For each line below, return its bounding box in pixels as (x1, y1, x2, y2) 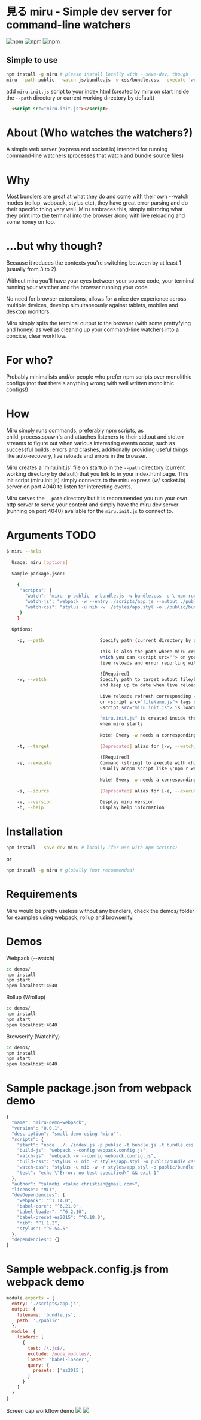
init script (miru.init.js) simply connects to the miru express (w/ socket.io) (6, 477, 186, 484)
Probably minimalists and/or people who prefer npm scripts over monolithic (6, 373, 192, 380)
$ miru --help (6, 548, 42, 554)
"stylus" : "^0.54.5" (17, 1226, 68, 1232)
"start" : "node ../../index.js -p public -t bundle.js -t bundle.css (17, 1142, 194, 1148)
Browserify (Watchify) (6, 1032, 60, 1040)
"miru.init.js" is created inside (99, 716, 186, 722)
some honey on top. (6, 218, 56, 226)
